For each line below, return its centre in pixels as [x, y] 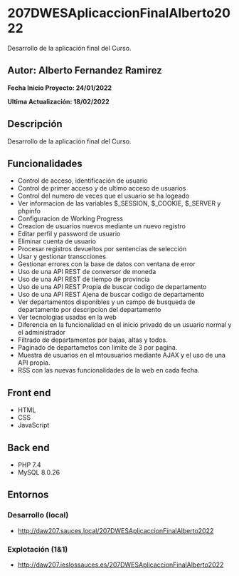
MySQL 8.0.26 [39, 472]
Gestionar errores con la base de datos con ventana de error [106, 264]
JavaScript [33, 425]
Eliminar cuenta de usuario [57, 241]
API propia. [34, 363]
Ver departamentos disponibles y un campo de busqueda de [106, 302]
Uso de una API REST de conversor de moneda [87, 272]
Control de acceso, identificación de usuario [83, 181]
